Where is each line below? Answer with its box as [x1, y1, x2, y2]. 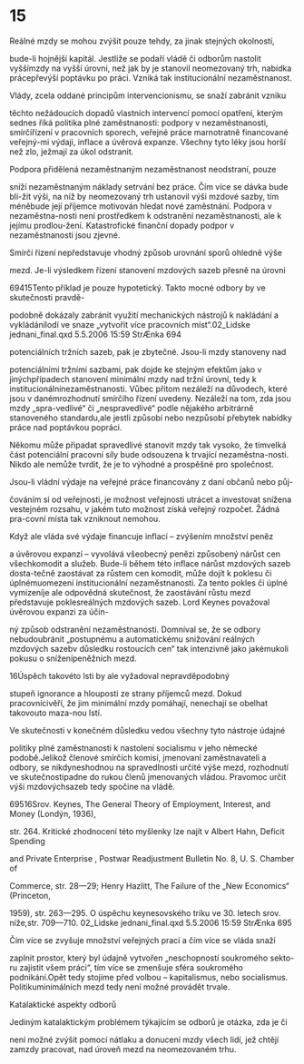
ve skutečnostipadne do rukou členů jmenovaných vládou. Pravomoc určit [9, 771, 287, 782]
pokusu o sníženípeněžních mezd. [9, 653, 138, 664]
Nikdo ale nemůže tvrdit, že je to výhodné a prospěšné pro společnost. [9, 458, 274, 469]
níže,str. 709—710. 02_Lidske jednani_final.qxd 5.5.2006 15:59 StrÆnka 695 [9, 917, 292, 928]
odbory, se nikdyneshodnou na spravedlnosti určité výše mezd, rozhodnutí [9, 762, 289, 773]
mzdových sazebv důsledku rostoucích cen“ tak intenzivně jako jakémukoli [9, 643, 289, 654]
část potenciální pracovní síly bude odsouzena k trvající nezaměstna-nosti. [9, 448, 289, 459]
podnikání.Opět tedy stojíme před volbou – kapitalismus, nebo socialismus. [9, 971, 289, 982]
